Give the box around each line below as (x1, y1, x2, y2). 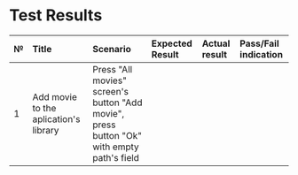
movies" (92, 74, 127, 87)
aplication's (32, 112, 81, 125)
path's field (92, 151, 140, 164)
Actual (201, 37, 231, 49)
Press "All (92, 63, 133, 75)
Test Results (9, 5, 103, 26)
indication (239, 48, 284, 60)
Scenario (92, 42, 131, 55)
